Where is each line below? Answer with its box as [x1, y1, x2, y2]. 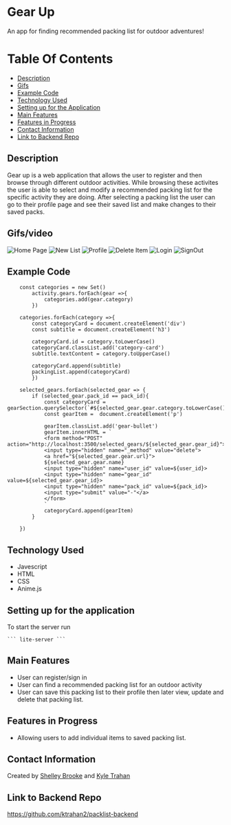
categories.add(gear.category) [43, 296, 134, 304]
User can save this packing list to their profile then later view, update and [16, 688, 224, 696]
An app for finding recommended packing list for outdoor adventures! [7, 27, 204, 35]
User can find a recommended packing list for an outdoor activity [16, 680, 203, 688]
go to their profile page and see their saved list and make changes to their [7, 200, 217, 208]
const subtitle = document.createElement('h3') [32, 326, 170, 333]
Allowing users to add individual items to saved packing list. [16, 733, 186, 742]
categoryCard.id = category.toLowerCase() [32, 339, 155, 346]
